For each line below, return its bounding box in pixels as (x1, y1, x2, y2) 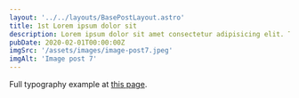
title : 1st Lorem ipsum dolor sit (9, 21, 138, 30)
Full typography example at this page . (9, 79, 148, 89)
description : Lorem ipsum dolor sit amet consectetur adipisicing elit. (9, 29, 285, 38)
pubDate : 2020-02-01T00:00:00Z (9, 37, 125, 47)
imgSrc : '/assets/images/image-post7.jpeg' (9, 46, 174, 55)
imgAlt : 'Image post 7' (9, 54, 98, 63)
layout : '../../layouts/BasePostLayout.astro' (9, 12, 185, 22)
